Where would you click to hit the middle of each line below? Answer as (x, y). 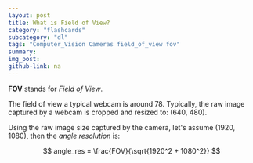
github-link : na (34, 67)
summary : (22, 52)
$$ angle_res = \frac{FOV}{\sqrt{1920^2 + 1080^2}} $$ (132, 150)
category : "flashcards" (47, 30)
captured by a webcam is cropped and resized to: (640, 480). (108, 112)
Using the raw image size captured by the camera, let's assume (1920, (122, 127)
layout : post (29, 15)
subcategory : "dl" (38, 37)
